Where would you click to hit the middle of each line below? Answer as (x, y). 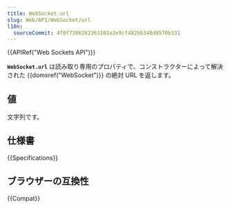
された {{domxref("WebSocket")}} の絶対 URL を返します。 (91, 75)
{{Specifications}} (33, 158)
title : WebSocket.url (38, 13)
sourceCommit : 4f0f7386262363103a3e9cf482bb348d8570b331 (97, 33)
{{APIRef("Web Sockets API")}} (51, 52)
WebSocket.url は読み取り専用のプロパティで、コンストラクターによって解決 (115, 67)
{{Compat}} (23, 198)
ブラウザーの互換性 (48, 181)
